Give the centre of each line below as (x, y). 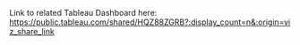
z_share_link (32, 31)
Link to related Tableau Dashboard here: (83, 13)
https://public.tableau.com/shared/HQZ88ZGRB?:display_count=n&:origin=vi (150, 22)
